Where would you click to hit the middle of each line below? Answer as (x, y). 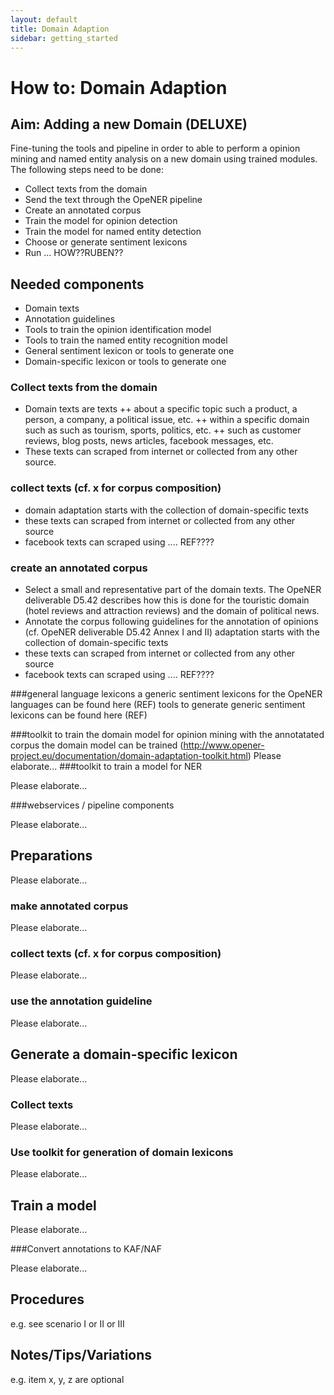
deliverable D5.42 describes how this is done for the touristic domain (167, 600)
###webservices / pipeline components (92, 805)
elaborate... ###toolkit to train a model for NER (106, 767)
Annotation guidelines (70, 319)
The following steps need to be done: (87, 170)
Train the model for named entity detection (113, 232)
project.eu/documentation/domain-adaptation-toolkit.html (129, 756)
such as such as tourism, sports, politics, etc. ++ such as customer (163, 430)
